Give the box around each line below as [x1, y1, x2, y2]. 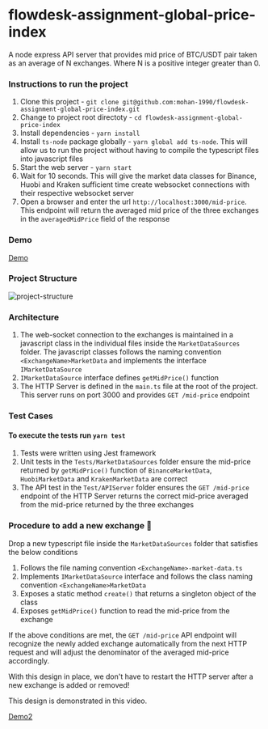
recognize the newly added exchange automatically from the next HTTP [8, 638, 248, 648]
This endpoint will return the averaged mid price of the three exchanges [19, 206, 260, 215]
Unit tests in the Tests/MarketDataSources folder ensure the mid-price [19, 457, 252, 467]
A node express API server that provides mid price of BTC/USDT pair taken [8, 49, 258, 59]
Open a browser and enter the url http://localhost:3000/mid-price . [19, 197, 248, 207]
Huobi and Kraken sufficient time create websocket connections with [19, 180, 250, 189]
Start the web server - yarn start [19, 163, 132, 172]
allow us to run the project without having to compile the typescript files [19, 146, 260, 155]
